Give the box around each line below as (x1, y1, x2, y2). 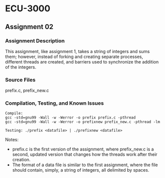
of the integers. (5, 64, 37, 70)
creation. (12, 157, 31, 163)
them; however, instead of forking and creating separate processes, (5, 54, 143, 59)
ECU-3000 (5, 3, 50, 14)
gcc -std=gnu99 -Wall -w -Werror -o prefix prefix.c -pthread (5, 115, 136, 120)
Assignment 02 (5, 23, 53, 31)
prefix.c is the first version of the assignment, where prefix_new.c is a (12, 146, 154, 152)
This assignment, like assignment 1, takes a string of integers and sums (5, 48, 150, 54)
